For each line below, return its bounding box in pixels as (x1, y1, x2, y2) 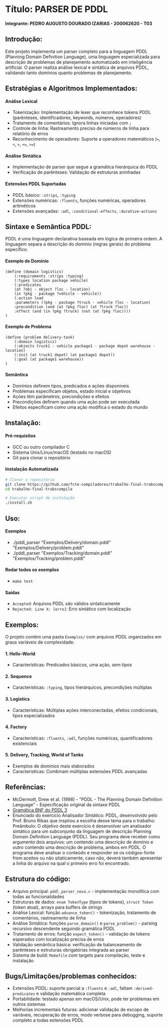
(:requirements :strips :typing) (14, 274, 84, 279)
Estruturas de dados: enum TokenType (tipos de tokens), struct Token (12, 898, 153, 905)
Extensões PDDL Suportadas (5, 181, 66, 187)
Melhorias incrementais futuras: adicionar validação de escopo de (12, 1006, 149, 1012)
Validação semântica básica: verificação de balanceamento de (12, 941, 141, 947)
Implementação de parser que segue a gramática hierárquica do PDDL (12, 164, 158, 170)
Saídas (5, 589, 20, 595)
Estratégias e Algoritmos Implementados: (5, 84, 137, 92)
